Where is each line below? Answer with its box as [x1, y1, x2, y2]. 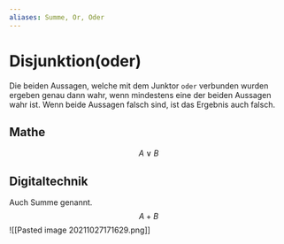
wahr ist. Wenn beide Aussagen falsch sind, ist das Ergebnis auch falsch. [9, 99, 276, 110]
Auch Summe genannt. [9, 197, 93, 208]
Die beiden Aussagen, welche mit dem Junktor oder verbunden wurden [9, 80, 269, 91]
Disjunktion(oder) [9, 50, 142, 71]
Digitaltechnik [9, 173, 88, 188]
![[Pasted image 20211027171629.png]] [9, 225, 150, 235]
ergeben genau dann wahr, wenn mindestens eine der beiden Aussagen [9, 89, 272, 100]
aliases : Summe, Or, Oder [9, 12, 104, 22]
